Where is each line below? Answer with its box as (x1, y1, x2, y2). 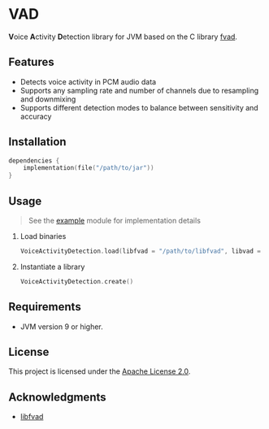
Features (8, 55, 54, 69)
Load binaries (20, 232, 67, 240)
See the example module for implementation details (28, 216, 202, 225)
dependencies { (8, 156, 60, 165)
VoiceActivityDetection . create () (20, 277, 134, 285)
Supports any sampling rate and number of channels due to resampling (20, 85, 259, 95)
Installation (8, 135, 67, 149)
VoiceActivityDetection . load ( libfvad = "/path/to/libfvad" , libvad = (20, 247, 262, 255)
